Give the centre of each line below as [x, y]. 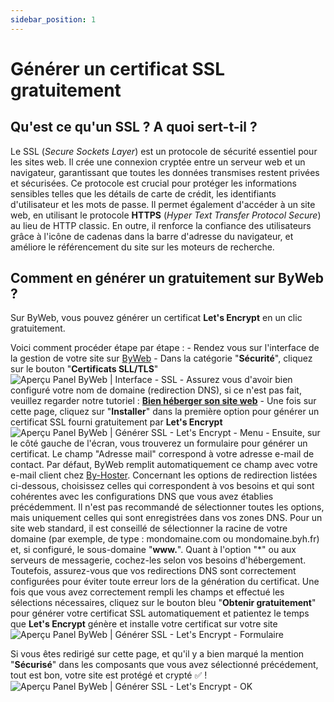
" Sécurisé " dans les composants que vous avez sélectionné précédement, [164, 665]
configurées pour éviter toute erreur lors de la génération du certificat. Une [165, 582]
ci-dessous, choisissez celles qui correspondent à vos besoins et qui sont [162, 486]
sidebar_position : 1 [53, 19]
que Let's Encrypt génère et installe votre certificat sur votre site [144, 624]
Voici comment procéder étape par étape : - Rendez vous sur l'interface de [165, 348]
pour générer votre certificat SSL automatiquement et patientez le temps [160, 613]
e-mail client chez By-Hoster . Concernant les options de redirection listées [164, 475]
